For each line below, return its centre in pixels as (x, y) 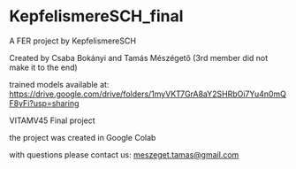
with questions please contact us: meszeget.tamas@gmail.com (124, 154)
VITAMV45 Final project (52, 120)
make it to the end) (43, 67)
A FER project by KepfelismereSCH (73, 41)
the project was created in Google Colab (83, 137)
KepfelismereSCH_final (96, 16)
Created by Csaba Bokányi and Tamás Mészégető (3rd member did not (139, 58)
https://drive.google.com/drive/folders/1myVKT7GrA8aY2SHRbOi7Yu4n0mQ (148, 94)
